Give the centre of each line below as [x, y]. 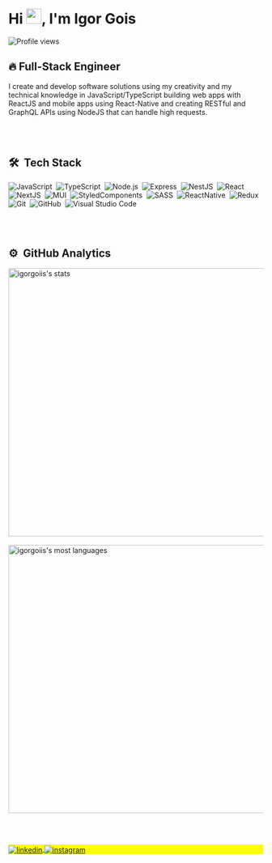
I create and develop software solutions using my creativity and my [120, 86]
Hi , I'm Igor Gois [72, 19]
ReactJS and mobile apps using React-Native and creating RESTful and [127, 103]
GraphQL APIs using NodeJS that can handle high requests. [108, 112]
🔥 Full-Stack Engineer [64, 67]
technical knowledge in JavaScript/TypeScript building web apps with [125, 95]
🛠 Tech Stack [45, 163]
